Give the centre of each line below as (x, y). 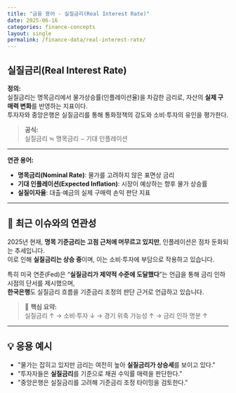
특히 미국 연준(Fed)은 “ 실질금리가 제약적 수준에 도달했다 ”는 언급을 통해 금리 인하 (117, 274)
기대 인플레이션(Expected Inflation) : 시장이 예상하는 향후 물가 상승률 (112, 183)
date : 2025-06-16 (33, 20)
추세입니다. (30, 250)
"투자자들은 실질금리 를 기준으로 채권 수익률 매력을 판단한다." (100, 373)
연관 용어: (20, 160)
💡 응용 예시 (30, 346)
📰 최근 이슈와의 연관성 (52, 223)
